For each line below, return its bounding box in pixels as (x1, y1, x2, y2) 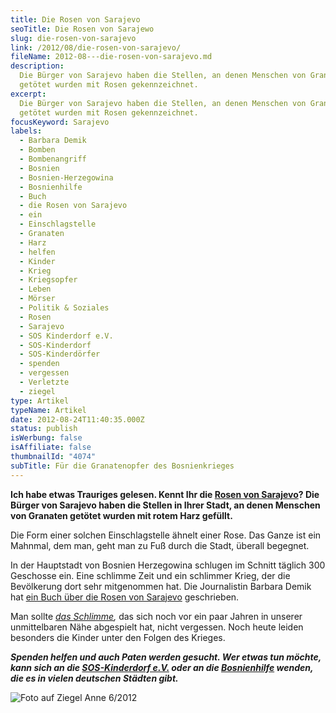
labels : (10, 126, 43, 136)
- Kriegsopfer (19, 275, 78, 285)
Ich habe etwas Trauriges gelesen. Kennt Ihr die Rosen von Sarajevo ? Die (10, 488, 320, 500)
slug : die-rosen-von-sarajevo (10, 33, 137, 43)
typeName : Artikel (10, 405, 87, 415)
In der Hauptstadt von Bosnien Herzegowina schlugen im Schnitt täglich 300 (10, 559, 326, 571)
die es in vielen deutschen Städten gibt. (10, 672, 179, 684)
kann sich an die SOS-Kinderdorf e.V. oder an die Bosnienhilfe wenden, (10, 661, 314, 673)
